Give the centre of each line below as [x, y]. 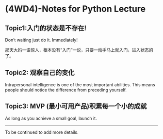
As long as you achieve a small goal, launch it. [51, 118]
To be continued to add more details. [42, 132]
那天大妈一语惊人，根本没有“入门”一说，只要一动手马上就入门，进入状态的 [79, 50]
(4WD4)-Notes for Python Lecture [75, 9]
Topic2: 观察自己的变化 [40, 73]
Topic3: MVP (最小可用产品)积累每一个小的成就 [76, 106]
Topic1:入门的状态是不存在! [46, 28]
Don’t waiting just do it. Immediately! [41, 40]
